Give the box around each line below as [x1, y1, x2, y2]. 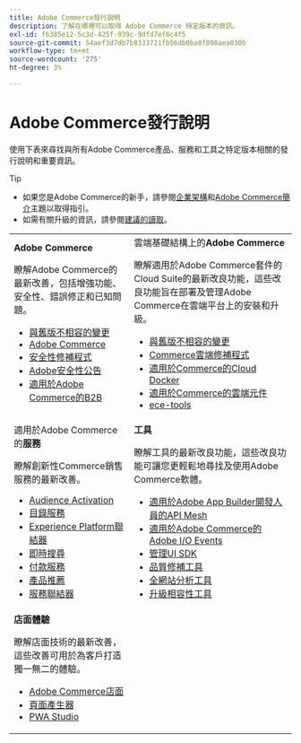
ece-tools [149, 398, 192, 411]
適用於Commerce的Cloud [149, 362, 257, 374]
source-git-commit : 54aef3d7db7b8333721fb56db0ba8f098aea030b [9, 38, 246, 48]
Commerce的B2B [29, 391, 103, 404]
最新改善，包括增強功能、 [13, 276, 123, 289]
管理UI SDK [149, 546, 197, 559]
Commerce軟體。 [133, 473, 208, 485]
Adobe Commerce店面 [29, 685, 124, 697]
